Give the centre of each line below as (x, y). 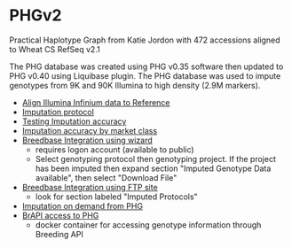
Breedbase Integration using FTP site (90, 187)
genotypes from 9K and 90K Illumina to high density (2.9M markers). (135, 85)
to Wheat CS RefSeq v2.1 (55, 49)
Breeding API (59, 234)
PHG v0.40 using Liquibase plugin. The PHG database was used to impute (145, 75)
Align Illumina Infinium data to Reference (96, 102)
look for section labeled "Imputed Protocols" (116, 197)
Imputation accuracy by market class (90, 130)
